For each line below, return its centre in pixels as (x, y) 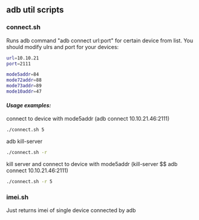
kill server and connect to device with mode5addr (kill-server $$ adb (92, 164)
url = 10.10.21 (23, 58)
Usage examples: (29, 105)
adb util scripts (35, 10)
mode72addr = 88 (24, 80)
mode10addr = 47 (24, 92)
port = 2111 (19, 64)
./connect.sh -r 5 (29, 181)
